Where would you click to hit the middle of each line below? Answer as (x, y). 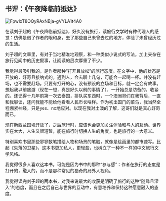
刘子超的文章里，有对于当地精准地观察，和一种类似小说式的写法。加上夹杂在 (83, 54)
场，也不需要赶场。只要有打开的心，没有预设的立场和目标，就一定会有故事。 (83, 83)
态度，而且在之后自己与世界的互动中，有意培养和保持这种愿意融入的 (85, 187)
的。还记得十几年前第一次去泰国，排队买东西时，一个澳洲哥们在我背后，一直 (83, 96)
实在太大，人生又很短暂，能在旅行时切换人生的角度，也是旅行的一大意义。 (81, 131)
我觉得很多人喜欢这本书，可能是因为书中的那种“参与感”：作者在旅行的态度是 (83, 164)
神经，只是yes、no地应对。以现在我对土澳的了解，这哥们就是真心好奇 (89, 108)
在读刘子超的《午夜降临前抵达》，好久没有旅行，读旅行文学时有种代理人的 (80, 31)
